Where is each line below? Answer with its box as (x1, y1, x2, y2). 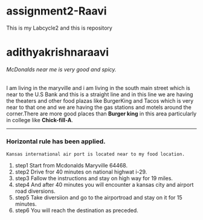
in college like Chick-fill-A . (6, 117, 74, 124)
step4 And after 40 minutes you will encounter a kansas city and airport (14, 181, 194, 188)
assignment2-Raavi (6, 4, 107, 18)
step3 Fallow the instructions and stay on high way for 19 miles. (14, 174, 173, 182)
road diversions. (14, 187, 56, 195)
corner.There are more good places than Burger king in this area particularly (6, 110, 197, 117)
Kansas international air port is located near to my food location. (6, 151, 185, 157)
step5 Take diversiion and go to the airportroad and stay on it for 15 (14, 193, 182, 201)
